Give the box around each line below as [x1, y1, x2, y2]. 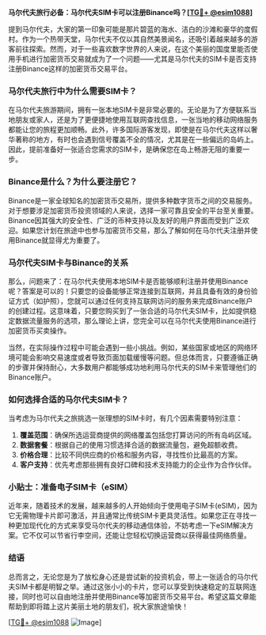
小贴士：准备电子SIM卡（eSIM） [8, 482, 133, 493]
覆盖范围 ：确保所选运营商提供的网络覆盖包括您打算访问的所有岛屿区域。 [19, 430, 256, 440]
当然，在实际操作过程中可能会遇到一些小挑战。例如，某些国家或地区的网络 [8, 342, 251, 352]
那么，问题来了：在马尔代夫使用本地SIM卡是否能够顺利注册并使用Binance [8, 276, 249, 285]
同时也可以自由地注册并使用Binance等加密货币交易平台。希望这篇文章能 [21, 592, 257, 601]
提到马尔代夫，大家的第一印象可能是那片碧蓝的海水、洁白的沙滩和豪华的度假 [8, 25, 258, 34]
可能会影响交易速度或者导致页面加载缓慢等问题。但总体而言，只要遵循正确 [14, 352, 258, 362]
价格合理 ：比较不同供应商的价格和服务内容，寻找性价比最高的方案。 [19, 450, 242, 459]
